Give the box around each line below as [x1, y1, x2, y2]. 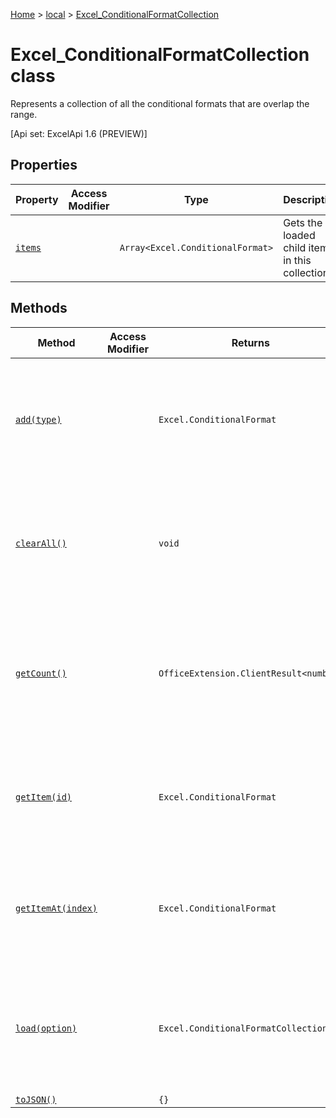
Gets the [283, 215, 323, 229]
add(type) [15, 414, 62, 425]
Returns [231, 335, 270, 349]
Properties [10, 157, 78, 174]
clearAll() [15, 537, 67, 549]
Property [15, 192, 59, 206]
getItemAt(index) [15, 902, 98, 914]
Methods [10, 300, 68, 317]
